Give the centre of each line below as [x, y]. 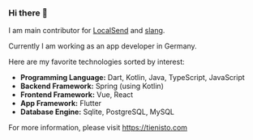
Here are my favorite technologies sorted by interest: [96, 62]
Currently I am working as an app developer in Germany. [103, 46]
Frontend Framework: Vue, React [77, 95]
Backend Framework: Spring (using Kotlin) [92, 86]
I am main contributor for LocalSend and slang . [87, 31]
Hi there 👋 [28, 13]
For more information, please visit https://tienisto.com [98, 128]
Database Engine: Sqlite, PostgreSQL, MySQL [97, 112]
